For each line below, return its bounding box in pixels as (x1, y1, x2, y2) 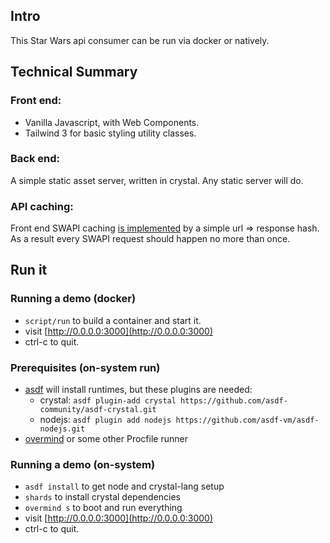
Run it (10, 262, 48, 279)
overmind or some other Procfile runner (24, 433, 188, 445)
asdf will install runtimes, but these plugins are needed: (24, 384, 253, 396)
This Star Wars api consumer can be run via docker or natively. (10, 34, 270, 46)
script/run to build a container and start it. (24, 314, 202, 326)
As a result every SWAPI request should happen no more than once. (10, 233, 291, 245)
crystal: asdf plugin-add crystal (39, 394, 177, 406)
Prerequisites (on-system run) (10, 360, 161, 374)
